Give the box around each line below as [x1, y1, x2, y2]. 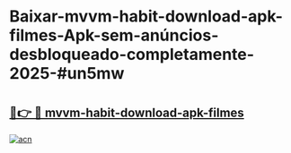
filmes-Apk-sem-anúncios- [9, 25, 219, 46]
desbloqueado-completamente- [9, 45, 254, 64]
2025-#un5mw [9, 64, 125, 84]
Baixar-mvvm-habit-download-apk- [9, 6, 283, 27]
